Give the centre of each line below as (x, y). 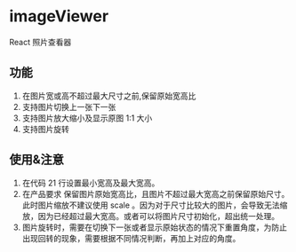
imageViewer (59, 16)
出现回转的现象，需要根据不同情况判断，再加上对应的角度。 (131, 238)
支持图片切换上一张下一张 (69, 106)
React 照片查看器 (40, 42)
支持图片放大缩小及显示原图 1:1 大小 (87, 118)
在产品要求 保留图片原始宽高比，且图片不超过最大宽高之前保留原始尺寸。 (156, 193)
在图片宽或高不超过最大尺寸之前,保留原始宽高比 (109, 96)
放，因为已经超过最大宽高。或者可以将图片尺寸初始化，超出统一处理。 (151, 216)
